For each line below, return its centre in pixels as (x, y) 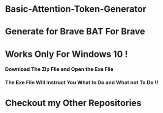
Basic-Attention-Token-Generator (76, 9)
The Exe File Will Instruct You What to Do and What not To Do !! (82, 83)
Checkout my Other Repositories (73, 103)
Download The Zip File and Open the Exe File (59, 69)
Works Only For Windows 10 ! (66, 54)
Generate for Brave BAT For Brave (75, 32)
